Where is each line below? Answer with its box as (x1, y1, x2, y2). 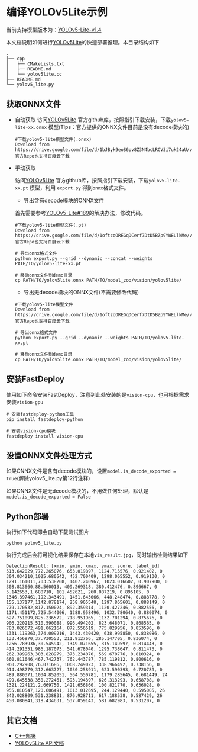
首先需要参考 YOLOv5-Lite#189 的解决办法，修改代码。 (14, 209, 147, 216)
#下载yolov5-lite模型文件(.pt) (14, 222, 87, 228)
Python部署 (6, 512, 49, 522)
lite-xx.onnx (14, 124, 47, 130)
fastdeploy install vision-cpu (6, 433, 83, 439)
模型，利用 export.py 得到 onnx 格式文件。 (29, 184, 129, 191)
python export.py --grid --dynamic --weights (14, 335, 129, 340)
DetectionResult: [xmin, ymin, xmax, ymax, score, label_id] (6, 563, 160, 569)
